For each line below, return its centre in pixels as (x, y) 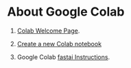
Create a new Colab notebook (59, 44)
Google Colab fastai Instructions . (63, 57)
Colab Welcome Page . (48, 31)
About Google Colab (66, 12)
